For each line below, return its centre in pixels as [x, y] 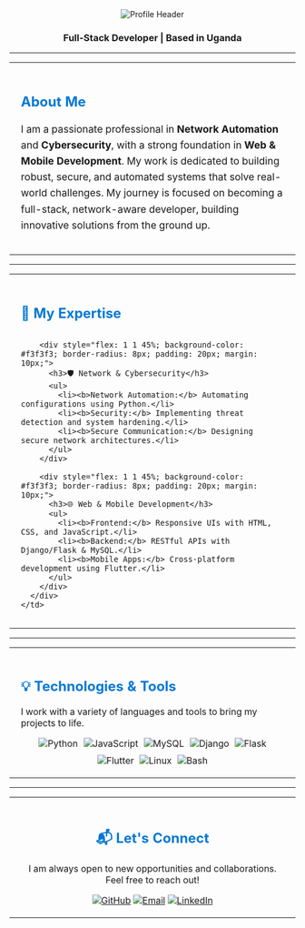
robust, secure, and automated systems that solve [138, 177]
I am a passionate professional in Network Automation [150, 129]
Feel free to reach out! [152, 880]
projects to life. [53, 723]
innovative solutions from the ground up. [116, 225]
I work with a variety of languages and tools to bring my [139, 711]
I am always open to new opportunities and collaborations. [152, 868]
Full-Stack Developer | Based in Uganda [152, 37]
